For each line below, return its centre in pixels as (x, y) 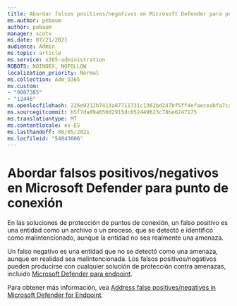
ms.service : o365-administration (56, 60)
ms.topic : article (34, 54)
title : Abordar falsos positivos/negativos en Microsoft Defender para (115, 14)
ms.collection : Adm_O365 (44, 79)
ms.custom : (23, 86)
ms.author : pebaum (34, 20)
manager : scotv (30, 33)
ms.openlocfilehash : (38, 106)
